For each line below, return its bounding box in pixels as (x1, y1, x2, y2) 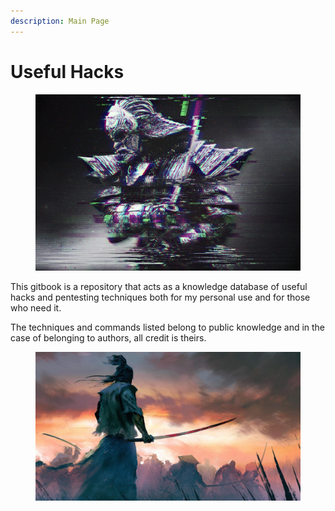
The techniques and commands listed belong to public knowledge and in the (10, 321, 326, 333)
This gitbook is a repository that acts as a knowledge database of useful (10, 280, 308, 292)
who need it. (10, 301, 62, 314)
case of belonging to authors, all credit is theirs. (10, 331, 207, 344)
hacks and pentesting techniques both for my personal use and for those (10, 291, 311, 303)
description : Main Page (10, 16, 110, 26)
